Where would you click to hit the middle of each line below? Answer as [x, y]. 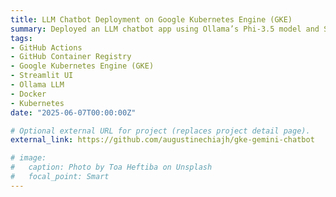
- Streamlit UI [42, 76]
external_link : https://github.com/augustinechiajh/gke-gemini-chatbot [162, 140]
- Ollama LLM [37, 85]
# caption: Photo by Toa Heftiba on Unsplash [111, 167]
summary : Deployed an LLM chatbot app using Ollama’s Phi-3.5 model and [165, 29]
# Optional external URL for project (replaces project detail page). [160, 131]
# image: [28, 158]
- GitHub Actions [46, 47]
